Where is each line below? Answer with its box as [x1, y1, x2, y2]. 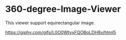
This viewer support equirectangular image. [5, 20, 95, 26]
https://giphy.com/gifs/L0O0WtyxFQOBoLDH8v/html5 [5, 29, 116, 35]
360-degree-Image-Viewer [5, 3, 121, 15]
